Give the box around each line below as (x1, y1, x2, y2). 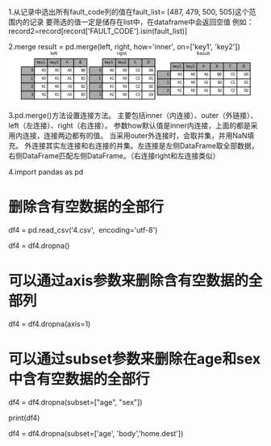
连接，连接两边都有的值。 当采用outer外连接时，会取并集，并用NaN (22, 131, 248, 141)
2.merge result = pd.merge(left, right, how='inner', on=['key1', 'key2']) (8, 42, 240, 51)
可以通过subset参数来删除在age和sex (8, 350, 261, 368)
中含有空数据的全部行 (8, 370, 151, 389)
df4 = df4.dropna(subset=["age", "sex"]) (8, 397, 143, 406)
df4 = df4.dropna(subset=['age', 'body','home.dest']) (8, 428, 184, 438)
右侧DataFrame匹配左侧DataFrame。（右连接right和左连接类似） (8, 151, 220, 161)
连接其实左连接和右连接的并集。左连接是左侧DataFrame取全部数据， (31, 141, 259, 151)
